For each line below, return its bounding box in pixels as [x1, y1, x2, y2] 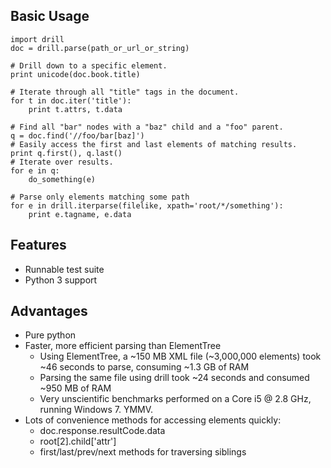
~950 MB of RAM [39, 382, 112, 394]
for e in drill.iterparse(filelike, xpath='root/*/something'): [10, 200, 284, 211]
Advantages [10, 303, 88, 320]
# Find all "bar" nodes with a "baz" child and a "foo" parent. [10, 122, 284, 132]
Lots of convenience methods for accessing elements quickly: [24, 414, 282, 426]
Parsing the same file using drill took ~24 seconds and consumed [39, 372, 310, 384]
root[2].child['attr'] [39, 435, 117, 448]
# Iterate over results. [10, 157, 114, 167]
